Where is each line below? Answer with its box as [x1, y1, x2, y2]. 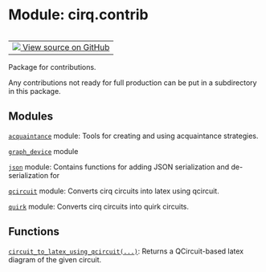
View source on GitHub [23, 42, 110, 53]
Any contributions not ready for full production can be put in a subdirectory [8, 78, 257, 87]
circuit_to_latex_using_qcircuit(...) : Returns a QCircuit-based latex [8, 246, 243, 256]
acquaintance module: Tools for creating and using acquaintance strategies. [8, 131, 259, 140]
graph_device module [8, 146, 79, 156]
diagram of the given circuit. [8, 254, 102, 264]
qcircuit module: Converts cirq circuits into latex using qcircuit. [8, 186, 219, 196]
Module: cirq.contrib [8, 6, 149, 24]
